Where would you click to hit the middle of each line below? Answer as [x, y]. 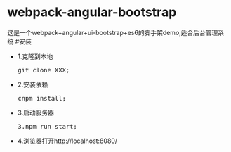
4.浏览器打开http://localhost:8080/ [67, 141]
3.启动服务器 [36, 113]
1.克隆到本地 [35, 56]
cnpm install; [42, 98]
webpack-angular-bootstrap [92, 12]
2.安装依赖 [33, 84]
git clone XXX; [44, 70]
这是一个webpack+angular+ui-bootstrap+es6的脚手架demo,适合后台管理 [113, 32]
